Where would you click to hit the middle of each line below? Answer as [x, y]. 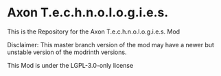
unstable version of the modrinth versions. [67, 52]
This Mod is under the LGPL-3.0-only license [70, 65]
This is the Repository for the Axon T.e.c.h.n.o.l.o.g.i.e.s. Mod [94, 31]
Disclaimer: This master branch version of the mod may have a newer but [111, 45]
